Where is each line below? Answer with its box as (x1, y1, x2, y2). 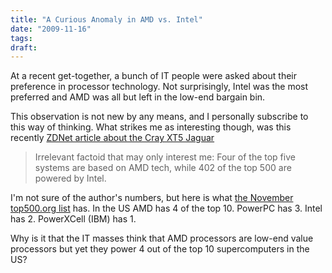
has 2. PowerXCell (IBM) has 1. (10, 213, 137, 225)
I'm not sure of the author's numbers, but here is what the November (10, 192, 294, 204)
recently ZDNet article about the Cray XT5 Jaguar (10, 132, 215, 144)
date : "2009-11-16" (10, 24, 92, 34)
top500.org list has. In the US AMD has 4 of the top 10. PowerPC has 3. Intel (10, 202, 323, 215)
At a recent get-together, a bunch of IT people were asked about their (10, 70, 297, 82)
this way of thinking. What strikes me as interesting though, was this (10, 121, 292, 133)
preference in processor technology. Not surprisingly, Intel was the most (10, 81, 309, 93)
